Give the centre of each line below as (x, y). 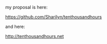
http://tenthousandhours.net (35, 36)
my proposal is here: (26, 7)
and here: (15, 26)
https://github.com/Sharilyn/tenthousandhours (54, 17)
